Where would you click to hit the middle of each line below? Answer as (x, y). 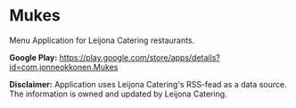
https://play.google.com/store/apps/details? (140, 57)
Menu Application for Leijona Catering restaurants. (102, 40)
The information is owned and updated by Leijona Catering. (118, 94)
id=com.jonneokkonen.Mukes (64, 67)
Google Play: (33, 57)
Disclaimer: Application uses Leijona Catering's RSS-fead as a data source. (148, 84)
